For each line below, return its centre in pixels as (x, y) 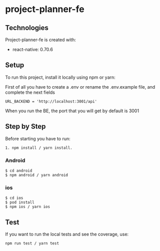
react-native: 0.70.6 (33, 49)
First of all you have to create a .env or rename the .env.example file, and (80, 87)
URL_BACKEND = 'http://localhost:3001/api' (51, 101)
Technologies (27, 28)
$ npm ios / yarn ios (28, 207)
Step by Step (25, 127)
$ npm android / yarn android (37, 175)
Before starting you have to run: (38, 138)
